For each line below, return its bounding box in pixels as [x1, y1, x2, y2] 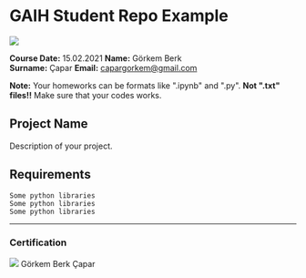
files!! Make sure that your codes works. [9, 89, 162, 100]
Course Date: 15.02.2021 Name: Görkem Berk [9, 52, 182, 64]
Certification [9, 236, 67, 249]
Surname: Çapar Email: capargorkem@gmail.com [9, 62, 198, 73]
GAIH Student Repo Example [9, 5, 229, 26]
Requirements [9, 167, 91, 182]
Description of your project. [9, 140, 113, 151]
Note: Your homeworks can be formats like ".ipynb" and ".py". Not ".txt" [9, 79, 280, 91]
